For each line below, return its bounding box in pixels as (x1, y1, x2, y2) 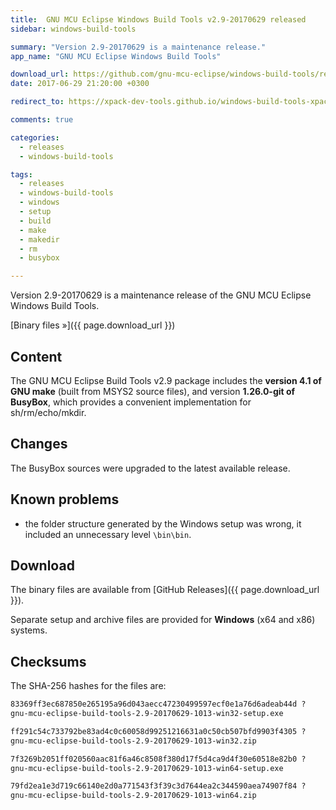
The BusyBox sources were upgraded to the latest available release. (10, 462, 291, 474)
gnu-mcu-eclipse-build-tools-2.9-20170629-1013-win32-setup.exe (10, 709, 284, 719)
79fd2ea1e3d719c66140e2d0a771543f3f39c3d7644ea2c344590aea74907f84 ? (10, 781, 307, 791)
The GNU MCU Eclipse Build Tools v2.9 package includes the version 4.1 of (10, 374, 322, 386)
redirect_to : (10, 97, 65, 107)
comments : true (10, 115, 74, 125)
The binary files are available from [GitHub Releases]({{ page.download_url (10, 584, 320, 596)
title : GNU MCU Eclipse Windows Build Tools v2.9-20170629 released (10, 14, 307, 25)
